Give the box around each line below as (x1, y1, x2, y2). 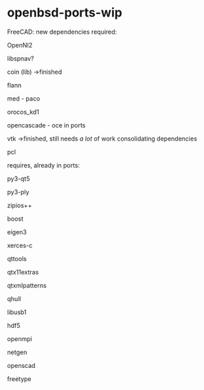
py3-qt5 (7, 174, 30, 183)
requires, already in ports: (7, 161, 80, 170)
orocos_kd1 (7, 107, 40, 116)
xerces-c (7, 241, 33, 249)
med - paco (7, 94, 41, 103)
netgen (7, 348, 27, 356)
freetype (7, 374, 32, 383)
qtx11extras (7, 267, 39, 276)
